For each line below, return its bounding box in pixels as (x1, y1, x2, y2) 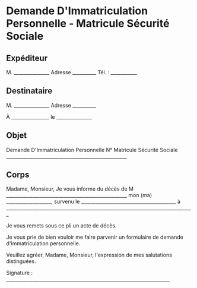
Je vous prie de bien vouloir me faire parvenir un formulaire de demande (6, 233, 184, 241)
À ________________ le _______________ (6, 113, 92, 120)
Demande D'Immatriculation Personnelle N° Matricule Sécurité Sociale (6, 146, 178, 153)
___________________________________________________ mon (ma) (6, 192, 152, 199)
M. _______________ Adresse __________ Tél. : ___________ (6, 69, 138, 75)
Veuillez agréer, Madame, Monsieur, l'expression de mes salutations (6, 251, 172, 259)
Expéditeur (6, 53, 48, 63)
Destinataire (6, 86, 53, 96)
